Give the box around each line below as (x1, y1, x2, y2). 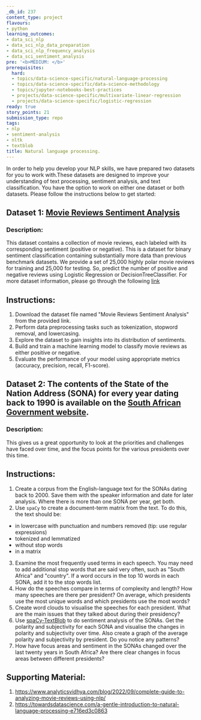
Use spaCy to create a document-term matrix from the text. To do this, (14, 504, 187, 511)
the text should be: (14, 511, 62, 518)
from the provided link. (14, 317, 71, 324)
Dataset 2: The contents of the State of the (6, 379, 169, 389)
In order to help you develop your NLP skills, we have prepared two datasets (6, 164, 195, 172)
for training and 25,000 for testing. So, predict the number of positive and (6, 265, 188, 272)
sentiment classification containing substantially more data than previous (6, 252, 187, 259)
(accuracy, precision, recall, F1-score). (14, 362, 110, 369)
